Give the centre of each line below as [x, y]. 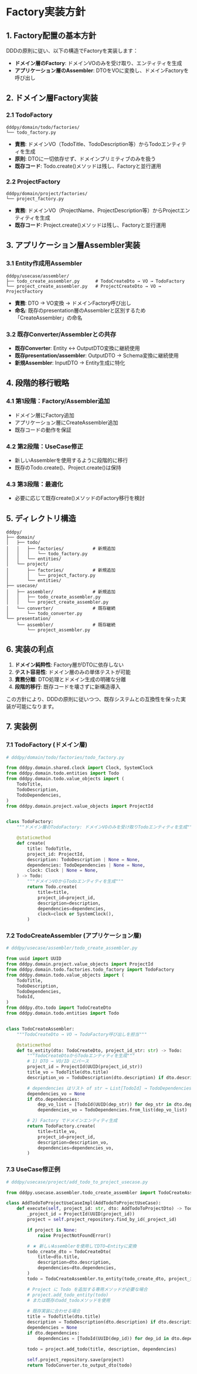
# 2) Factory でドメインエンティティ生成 [72, 1121]
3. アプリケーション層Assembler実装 [73, 245]
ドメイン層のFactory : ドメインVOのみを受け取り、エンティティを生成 [98, 63]
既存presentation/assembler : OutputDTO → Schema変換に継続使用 [96, 355]
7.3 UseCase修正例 [33, 1169]
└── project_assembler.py [59, 630]
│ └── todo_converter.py [44, 614]
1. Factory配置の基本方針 [51, 35]
